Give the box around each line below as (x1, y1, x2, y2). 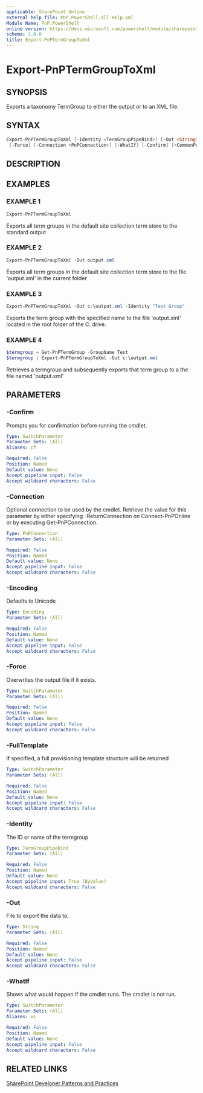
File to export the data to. (6, 912, 69, 919)
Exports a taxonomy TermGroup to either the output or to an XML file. (6, 103, 179, 110)
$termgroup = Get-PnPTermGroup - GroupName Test (6, 350, 129, 356)
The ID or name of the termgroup (6, 833, 89, 841)
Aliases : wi (6, 1014, 36, 1020)
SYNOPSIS (6, 87, 48, 97)
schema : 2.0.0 (6, 31, 42, 37)
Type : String (6, 924, 39, 930)
